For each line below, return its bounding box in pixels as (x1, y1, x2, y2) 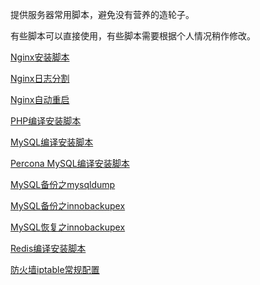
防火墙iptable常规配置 (10, 264, 100, 275)
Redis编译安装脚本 (10, 243, 87, 254)
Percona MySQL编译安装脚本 (10, 158, 130, 169)
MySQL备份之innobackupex (10, 200, 126, 212)
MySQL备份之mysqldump (10, 179, 116, 190)
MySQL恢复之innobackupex (10, 221, 126, 233)
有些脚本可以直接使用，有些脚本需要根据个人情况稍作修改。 (10, 30, 256, 42)
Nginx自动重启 (10, 94, 70, 105)
